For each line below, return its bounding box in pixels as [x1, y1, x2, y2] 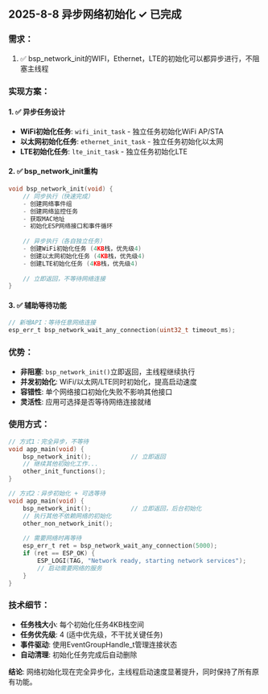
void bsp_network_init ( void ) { [8, 185, 113, 193]
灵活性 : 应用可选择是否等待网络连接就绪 [19, 396, 151, 406]
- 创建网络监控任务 [23, 207, 79, 216]
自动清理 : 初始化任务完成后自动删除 [19, 650, 138, 659]
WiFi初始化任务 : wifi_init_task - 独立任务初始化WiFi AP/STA [19, 126, 224, 136]
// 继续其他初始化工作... [23, 460, 99, 468]
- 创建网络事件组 [23, 199, 72, 207]
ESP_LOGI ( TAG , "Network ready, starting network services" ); [37, 556, 247, 565]
